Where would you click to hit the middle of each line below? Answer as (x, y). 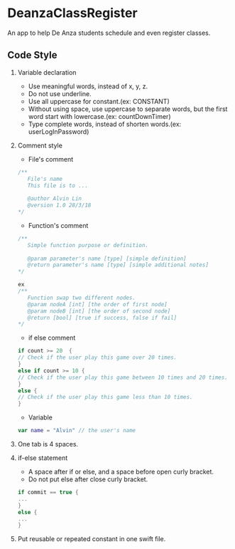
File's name (45, 179)
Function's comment (58, 225)
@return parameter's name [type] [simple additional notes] (118, 265)
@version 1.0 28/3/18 (59, 205)
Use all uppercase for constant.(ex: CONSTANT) (99, 101)
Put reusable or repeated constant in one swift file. (92, 539)
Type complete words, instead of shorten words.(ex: (105, 124)
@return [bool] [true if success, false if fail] (102, 318)
